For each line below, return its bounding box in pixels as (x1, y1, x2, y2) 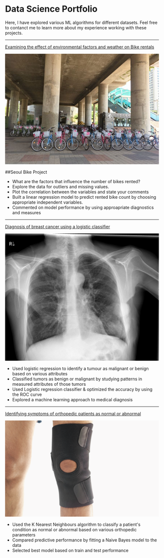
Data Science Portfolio (5, 3, 98, 15)
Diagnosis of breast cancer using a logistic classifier (5, 224, 110, 229)
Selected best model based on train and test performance (12, 548, 129, 554)
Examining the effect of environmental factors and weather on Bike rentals (5, 44, 155, 50)
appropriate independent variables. (12, 199, 83, 205)
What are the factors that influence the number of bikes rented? (12, 178, 141, 184)
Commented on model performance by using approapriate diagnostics (12, 204, 154, 210)
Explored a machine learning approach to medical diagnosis (12, 397, 133, 403)
